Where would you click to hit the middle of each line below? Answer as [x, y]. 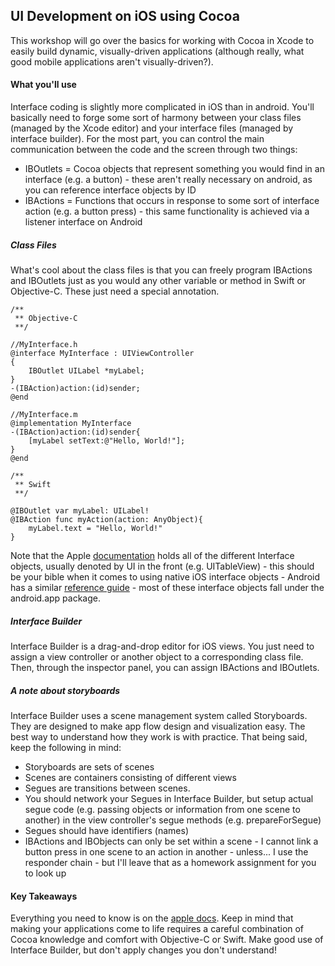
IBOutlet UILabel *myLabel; [86, 370]
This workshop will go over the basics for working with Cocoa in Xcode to [162, 40]
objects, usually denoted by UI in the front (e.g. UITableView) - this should [162, 566]
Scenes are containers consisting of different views [130, 777]
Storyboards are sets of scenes [89, 766]
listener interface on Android [83, 222]
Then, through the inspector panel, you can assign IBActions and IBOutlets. [165, 667]
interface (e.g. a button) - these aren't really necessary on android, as [168, 180]
